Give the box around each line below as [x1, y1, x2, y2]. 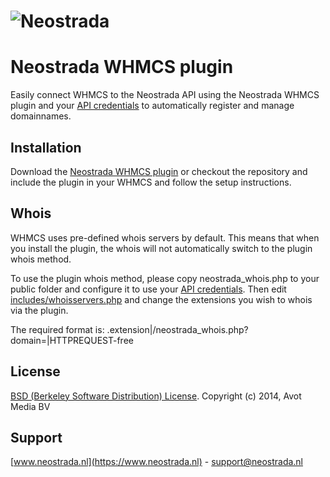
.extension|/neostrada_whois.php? [106, 323, 249, 335]
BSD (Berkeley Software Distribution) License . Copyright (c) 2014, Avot [10, 390, 302, 402]
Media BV [10, 400, 51, 412]
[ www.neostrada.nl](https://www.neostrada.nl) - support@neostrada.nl [10, 456, 304, 468]
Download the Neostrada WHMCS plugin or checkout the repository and [10, 165, 308, 177]
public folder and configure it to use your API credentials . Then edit [10, 283, 287, 295]
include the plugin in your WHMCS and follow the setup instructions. [10, 176, 292, 188]
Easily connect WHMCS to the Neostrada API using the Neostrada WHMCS [10, 89, 320, 101]
